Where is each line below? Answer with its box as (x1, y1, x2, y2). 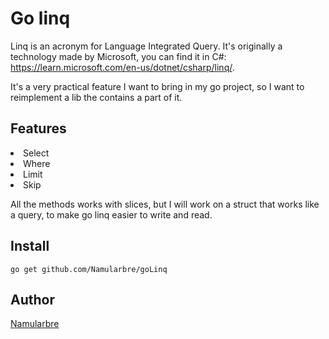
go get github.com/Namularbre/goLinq (10, 264, 168, 274)
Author (10, 291, 55, 308)
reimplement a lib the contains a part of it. (10, 91, 183, 103)
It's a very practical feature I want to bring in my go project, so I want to (10, 80, 305, 92)
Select (23, 147, 50, 159)
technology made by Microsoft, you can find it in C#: (10, 50, 227, 62)
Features (10, 120, 67, 137)
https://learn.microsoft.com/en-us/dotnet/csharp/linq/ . (10, 61, 235, 73)
